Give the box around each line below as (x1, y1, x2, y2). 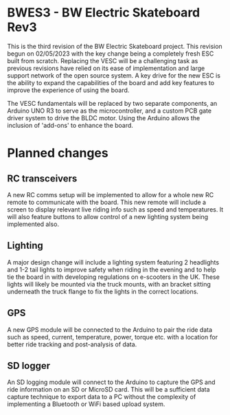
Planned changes (7, 146, 108, 161)
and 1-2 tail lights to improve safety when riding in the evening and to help (7, 265, 216, 273)
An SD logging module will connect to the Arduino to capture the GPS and (7, 378, 216, 386)
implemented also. (7, 220, 60, 228)
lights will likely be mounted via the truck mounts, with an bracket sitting (7, 280, 211, 288)
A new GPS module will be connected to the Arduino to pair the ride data (7, 325, 213, 334)
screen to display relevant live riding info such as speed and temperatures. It (7, 205, 224, 214)
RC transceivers (7, 172, 78, 184)
